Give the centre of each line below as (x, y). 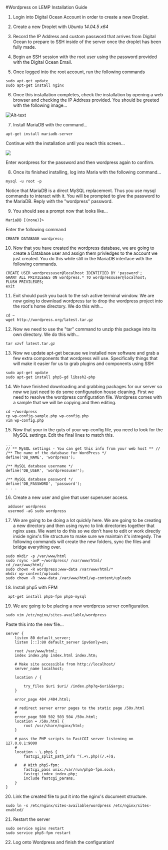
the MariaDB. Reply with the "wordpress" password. (59, 201)
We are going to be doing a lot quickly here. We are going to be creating (87, 520)
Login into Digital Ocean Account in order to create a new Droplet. (81, 17)
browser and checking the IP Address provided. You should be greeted (86, 100)
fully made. (24, 47)
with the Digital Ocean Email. (42, 62)
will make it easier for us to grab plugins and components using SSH (83, 364)
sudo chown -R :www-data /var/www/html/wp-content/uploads (68, 578)
